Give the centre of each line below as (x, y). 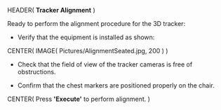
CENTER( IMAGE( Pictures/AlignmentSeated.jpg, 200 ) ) (88, 51)
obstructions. (36, 72)
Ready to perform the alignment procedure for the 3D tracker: (96, 23)
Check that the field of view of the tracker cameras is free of (105, 64)
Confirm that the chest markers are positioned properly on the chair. (116, 85)
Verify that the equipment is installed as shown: (86, 37)
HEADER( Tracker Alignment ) (52, 10)
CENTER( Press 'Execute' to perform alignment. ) (79, 99)
